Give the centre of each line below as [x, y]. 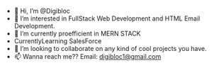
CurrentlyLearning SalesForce [58, 41]
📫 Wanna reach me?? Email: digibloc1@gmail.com [88, 56]
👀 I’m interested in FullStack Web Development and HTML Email [107, 18]
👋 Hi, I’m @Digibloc [42, 11]
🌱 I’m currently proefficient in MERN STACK [77, 33]
